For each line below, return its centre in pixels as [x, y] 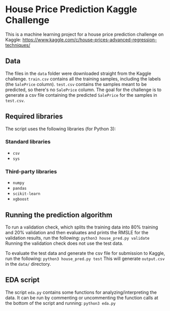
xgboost [21, 200]
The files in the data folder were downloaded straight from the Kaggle [78, 73]
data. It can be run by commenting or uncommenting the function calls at [82, 298]
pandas [20, 189]
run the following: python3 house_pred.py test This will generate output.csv [85, 259]
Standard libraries [28, 142]
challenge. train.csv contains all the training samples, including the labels [83, 79]
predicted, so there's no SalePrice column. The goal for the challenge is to [83, 90]
